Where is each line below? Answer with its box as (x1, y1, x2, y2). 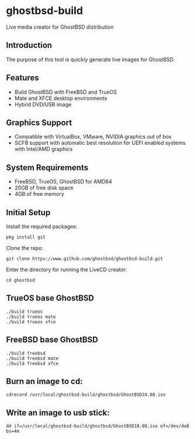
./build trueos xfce (6, 319, 57, 325)
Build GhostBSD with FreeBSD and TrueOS (14, 88, 117, 95)
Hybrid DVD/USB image (14, 101, 72, 108)
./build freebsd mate (6, 355, 59, 361)
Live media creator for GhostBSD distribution (6, 23, 114, 30)
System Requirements (6, 163, 89, 172)
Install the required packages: (6, 223, 78, 230)
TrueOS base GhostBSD (6, 293, 95, 303)
